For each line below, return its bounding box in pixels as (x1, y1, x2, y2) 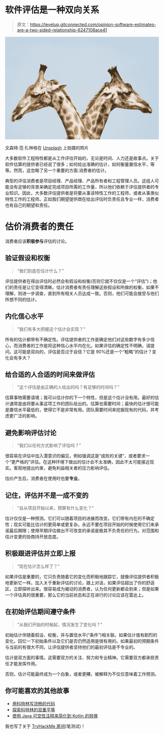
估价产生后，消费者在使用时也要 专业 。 (5, 476, 82, 482)
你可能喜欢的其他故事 (5, 687, 69, 695)
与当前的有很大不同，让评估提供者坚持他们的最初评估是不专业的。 (5, 644, 138, 650)
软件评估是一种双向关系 (5, 4, 100, 16)
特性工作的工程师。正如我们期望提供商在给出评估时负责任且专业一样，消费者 (5, 196, 159, 202)
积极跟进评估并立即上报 (5, 549, 76, 558)
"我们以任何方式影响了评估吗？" (17, 442, 82, 448)
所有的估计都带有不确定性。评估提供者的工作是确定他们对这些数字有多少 (5, 336, 150, 342)
